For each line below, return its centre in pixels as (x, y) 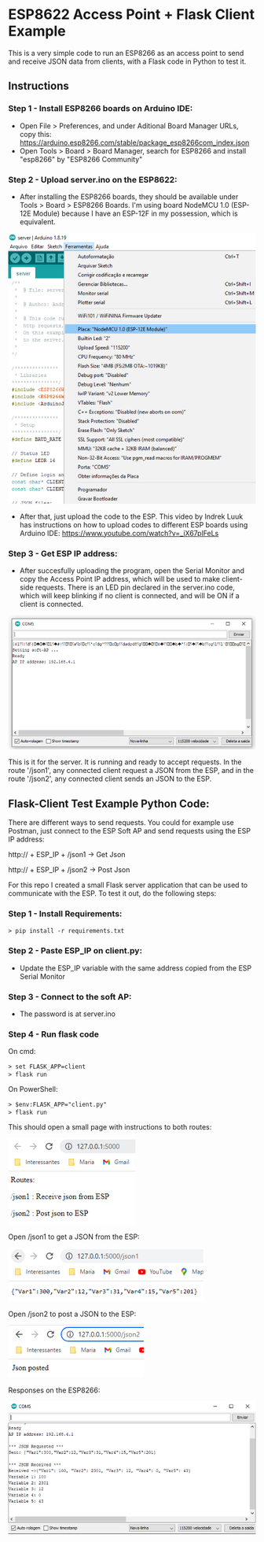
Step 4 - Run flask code (54, 1034)
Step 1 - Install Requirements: (65, 914)
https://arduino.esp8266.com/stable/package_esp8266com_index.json (134, 142)
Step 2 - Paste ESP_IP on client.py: (75, 951)
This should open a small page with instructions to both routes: (110, 1127)
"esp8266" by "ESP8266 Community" (81, 159)
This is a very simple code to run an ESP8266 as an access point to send (126, 53)
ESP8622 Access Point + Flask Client (132, 15)
